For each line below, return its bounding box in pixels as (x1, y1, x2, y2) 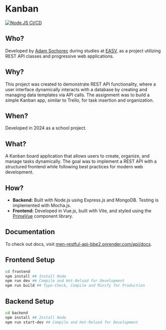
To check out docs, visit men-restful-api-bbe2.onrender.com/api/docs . (5, 241, 152, 247)
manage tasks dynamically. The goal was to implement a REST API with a (5, 158, 157, 164)
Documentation (5, 228, 55, 236)
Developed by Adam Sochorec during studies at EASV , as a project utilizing (5, 47, 161, 53)
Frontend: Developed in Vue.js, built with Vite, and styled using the (12, 208, 152, 214)
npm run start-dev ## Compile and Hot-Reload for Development (5, 319, 138, 325)
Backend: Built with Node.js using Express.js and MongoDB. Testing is (12, 197, 159, 203)
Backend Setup (5, 297, 54, 305)
